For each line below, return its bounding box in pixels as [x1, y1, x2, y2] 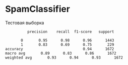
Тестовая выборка [5, 20, 45, 26]
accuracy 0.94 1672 [5, 46, 114, 51]
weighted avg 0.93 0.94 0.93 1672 [5, 55, 123, 60]
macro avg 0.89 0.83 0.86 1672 [5, 51, 117, 56]
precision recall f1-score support [27, 29, 114, 34]
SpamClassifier [5, 3, 70, 15]
